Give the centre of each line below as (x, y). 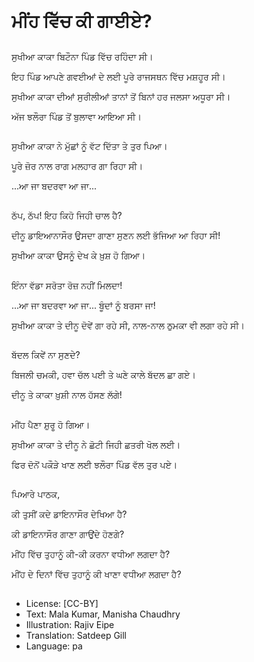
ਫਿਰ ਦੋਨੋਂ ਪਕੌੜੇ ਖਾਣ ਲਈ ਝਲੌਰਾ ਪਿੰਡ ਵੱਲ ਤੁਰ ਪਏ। (94, 464)
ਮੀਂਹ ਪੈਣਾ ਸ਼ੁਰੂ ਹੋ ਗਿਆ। (51, 424)
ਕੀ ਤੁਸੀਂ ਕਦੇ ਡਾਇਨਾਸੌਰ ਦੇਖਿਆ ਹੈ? (69, 514)
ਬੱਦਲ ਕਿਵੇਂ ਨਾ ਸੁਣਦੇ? (46, 355)
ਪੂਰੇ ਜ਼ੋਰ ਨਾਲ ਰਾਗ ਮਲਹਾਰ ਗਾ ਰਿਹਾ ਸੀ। (77, 166)
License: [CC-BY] (62, 604)
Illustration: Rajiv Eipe (70, 625)
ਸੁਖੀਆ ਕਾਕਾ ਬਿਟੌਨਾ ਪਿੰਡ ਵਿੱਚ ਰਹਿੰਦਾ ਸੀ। (82, 56)
